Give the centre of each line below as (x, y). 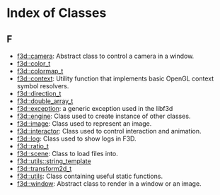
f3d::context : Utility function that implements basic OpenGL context (115, 78)
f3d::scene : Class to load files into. (67, 154)
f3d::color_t (34, 64)
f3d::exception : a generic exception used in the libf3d (95, 108)
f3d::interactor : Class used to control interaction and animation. (109, 131)
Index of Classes (57, 13)
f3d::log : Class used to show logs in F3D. (76, 138)
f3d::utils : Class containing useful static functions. (90, 176)
